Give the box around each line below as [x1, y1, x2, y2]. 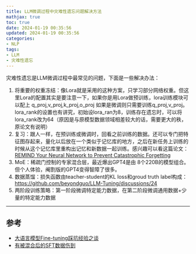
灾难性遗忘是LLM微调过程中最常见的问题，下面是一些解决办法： [6, 74, 160, 81]
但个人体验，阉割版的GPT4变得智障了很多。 [14, 166, 121, 173]
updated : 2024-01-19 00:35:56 [6, 30, 80, 36]
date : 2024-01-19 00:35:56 [6, 25, 72, 31]
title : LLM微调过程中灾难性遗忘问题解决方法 [6, 8, 102, 15]
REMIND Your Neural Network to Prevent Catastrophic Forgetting [14, 151, 171, 158]
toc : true [6, 19, 30, 25]
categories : [6, 36, 35, 41]
